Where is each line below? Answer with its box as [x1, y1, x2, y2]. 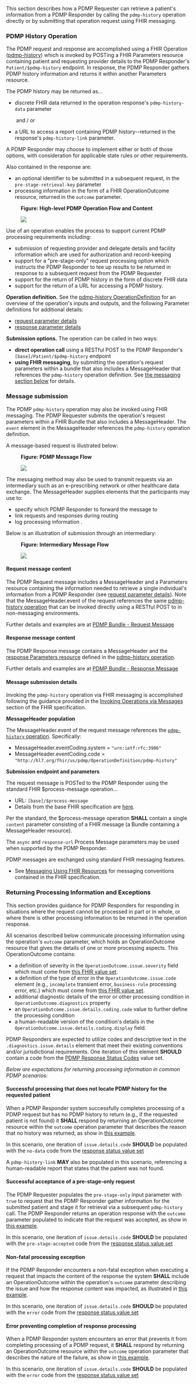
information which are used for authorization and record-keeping [14, 251, 171, 258]
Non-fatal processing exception [6, 1253, 85, 1260]
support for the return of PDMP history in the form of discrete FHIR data [14, 276, 188, 283]
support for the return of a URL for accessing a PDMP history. [14, 282, 164, 289]
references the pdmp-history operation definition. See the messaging [14, 371, 181, 378]
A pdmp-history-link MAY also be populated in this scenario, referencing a [6, 1158, 187, 1165]
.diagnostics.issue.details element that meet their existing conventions [6, 1041, 183, 1049]
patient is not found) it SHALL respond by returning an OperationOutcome [6, 1117, 184, 1124]
